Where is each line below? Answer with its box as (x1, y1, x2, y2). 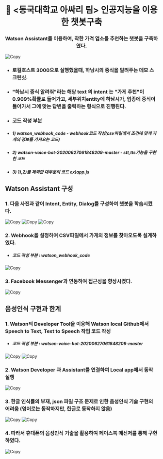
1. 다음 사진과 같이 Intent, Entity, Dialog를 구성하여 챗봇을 (5, 200, 133, 207)
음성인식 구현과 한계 (5, 305, 61, 313)
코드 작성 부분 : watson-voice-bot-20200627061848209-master (12, 341, 143, 347)
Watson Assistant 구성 (5, 184, 73, 193)
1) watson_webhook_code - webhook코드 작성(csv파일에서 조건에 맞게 (12, 130, 152, 136)
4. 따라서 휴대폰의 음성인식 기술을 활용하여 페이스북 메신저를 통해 (5, 430, 147, 437)
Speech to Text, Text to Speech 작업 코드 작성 (5, 328, 111, 334)
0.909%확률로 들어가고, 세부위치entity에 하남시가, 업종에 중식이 (12, 96, 156, 103)
